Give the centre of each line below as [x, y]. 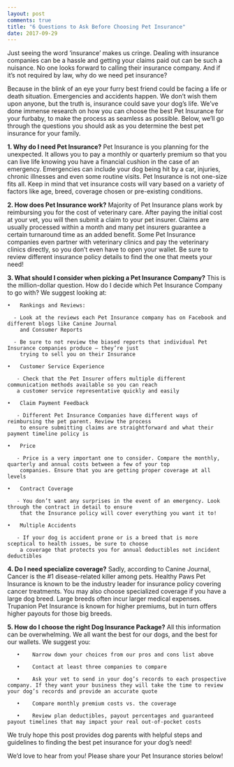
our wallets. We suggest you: [49, 642]
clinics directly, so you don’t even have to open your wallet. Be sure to [108, 249]
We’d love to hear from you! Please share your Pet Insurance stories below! [115, 756]
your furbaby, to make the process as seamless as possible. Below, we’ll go [116, 119]
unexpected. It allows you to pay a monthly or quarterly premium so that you [117, 154]
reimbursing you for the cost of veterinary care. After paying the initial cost [115, 212]
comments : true [29, 20]
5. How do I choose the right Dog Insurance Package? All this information [114, 627]
